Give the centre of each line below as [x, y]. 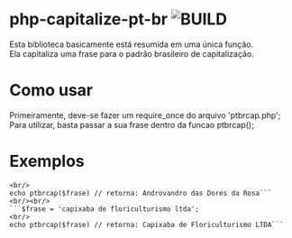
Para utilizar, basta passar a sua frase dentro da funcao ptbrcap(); [132, 124]
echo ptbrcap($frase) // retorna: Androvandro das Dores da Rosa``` [141, 193]
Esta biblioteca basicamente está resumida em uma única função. [132, 44]
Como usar [51, 91]
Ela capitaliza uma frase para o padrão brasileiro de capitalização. [132, 53]
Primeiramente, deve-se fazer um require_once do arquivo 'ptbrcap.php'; [145, 115]
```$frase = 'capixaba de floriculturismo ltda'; [105, 209]
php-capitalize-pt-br [89, 19]
